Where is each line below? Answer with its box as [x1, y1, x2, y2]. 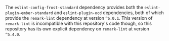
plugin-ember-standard [5, 11, 53, 16]
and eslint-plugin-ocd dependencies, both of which [54, 10, 164, 16]
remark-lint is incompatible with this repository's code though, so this [5, 20, 152, 26]
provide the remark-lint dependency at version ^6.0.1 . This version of [5, 15, 153, 21]
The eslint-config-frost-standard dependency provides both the [5, 5, 143, 10]
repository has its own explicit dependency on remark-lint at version [5, 26, 149, 32]
